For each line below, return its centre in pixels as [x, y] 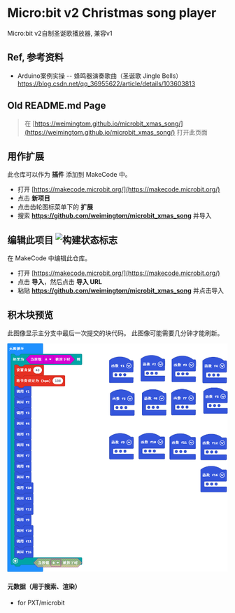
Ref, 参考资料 [36, 58]
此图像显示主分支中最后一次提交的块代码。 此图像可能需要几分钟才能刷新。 [115, 333]
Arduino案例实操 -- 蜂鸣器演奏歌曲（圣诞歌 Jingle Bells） [100, 76]
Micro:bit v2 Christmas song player [112, 13]
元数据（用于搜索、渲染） [44, 586]
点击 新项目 [34, 198]
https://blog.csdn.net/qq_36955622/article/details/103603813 [106, 83]
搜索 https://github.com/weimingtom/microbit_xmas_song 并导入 [114, 216]
